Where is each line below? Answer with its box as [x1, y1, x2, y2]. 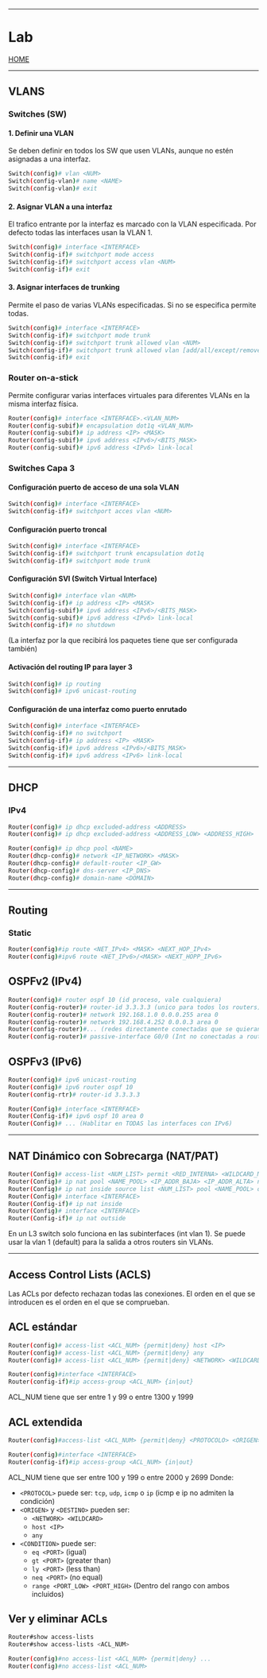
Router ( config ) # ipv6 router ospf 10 [8, 1083, 133, 1091]
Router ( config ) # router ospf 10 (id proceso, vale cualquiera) [8, 996, 222, 1003]
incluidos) [31, 1589, 64, 1599]
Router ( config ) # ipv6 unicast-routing [8, 1076, 137, 1084]
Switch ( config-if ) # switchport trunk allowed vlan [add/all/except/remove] [8, 346, 265, 354]
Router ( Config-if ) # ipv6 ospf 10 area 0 [8, 1112, 145, 1120]
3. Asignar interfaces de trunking [8, 283, 121, 292]
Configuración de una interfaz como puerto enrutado [8, 704, 188, 713]
